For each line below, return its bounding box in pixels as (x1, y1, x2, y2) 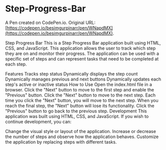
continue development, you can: (5, 118, 71, 124)
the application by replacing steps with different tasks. (5, 138, 117, 145)
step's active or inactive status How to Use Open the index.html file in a (5, 81, 152, 87)
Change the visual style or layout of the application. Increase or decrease (5, 128, 156, 134)
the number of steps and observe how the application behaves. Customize (5, 133, 159, 139)
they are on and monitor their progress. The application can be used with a (5, 50, 159, 56)
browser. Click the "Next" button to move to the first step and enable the (5, 86, 154, 92)
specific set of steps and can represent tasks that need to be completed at (5, 55, 159, 61)
